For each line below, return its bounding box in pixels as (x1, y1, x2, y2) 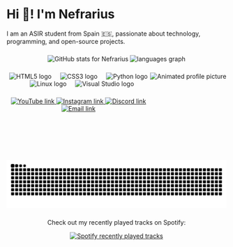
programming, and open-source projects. (6, 37, 126, 45)
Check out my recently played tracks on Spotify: (47, 218, 186, 227)
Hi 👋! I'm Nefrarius (6, 6, 115, 22)
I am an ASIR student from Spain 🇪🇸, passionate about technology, (6, 29, 201, 38)
